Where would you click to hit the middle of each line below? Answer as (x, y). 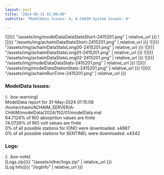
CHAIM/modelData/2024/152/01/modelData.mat (53, 112)
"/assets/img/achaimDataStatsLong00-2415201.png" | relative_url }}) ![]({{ (80, 48)
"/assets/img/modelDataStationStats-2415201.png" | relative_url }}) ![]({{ (78, 68)
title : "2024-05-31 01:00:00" (36, 14)
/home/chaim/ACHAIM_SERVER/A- (40, 107)
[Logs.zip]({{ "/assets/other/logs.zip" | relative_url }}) (59, 162)
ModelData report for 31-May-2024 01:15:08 (49, 102)
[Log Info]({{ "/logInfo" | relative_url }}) (44, 167)
